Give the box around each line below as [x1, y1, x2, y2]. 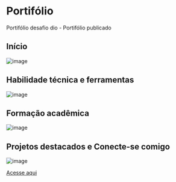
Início [6, 41, 28, 52]
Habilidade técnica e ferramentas [6, 75, 134, 85]
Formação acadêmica [6, 108, 89, 118]
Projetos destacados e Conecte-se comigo [6, 141, 171, 151]
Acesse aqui [6, 169, 37, 177]
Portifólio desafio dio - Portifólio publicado [6, 24, 112, 31]
